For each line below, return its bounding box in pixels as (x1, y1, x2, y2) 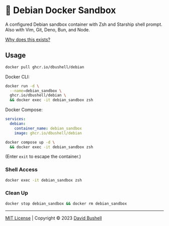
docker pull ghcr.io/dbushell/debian (5, 64, 84, 70)
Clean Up (5, 190, 29, 197)
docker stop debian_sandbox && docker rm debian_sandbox (5, 201, 127, 206)
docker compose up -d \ (5, 140, 55, 145)
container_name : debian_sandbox (14, 126, 82, 131)
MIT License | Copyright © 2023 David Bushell (5, 215, 102, 221)
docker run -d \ (5, 83, 39, 88)
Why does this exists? (5, 36, 50, 42)
